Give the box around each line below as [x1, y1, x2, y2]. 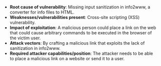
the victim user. [9, 35, 41, 41]
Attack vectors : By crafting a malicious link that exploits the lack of [9, 40, 145, 46]
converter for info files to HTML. [9, 9, 75, 15]
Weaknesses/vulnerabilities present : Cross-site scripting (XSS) [9, 15, 140, 20]
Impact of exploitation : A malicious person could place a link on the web [9, 25, 156, 31]
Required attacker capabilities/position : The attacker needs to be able [9, 50, 153, 56]
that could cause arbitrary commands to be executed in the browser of [9, 30, 152, 35]
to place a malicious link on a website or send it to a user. [9, 56, 125, 61]
